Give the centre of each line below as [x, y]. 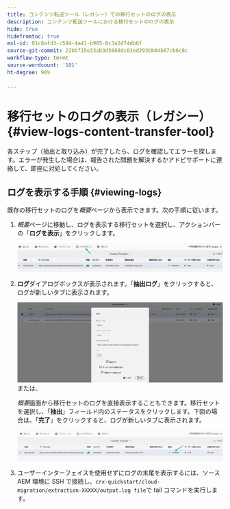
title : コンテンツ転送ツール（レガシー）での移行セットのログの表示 [92, 14]
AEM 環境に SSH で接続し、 [56, 481]
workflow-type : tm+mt [38, 58]
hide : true [23, 29]
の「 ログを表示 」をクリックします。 [68, 233]
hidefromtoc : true [33, 36]
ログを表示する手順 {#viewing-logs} [85, 192]
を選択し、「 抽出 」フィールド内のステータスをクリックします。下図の [114, 412]
